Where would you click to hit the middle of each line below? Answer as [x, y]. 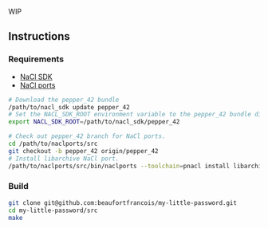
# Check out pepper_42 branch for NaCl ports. [87, 136]
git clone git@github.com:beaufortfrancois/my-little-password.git [123, 202]
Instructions [39, 36]
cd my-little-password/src [53, 210]
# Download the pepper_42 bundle [64, 100]
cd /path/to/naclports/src [53, 144]
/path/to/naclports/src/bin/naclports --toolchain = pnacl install [119, 166]
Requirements [36, 59]
